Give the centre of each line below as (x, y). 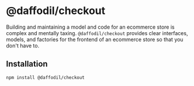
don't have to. (23, 46)
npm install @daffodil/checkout (45, 77)
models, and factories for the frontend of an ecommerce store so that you (95, 39)
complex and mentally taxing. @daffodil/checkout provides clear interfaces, (97, 33)
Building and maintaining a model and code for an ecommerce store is (90, 27)
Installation (27, 64)
